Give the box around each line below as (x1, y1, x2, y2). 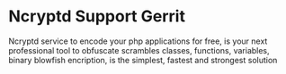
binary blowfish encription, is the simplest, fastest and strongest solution (8, 54, 278, 65)
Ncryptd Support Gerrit (8, 6, 186, 27)
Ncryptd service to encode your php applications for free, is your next (8, 36, 268, 46)
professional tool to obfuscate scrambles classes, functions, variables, (8, 45, 271, 55)
